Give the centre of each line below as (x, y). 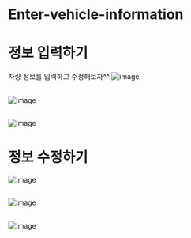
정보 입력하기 (48, 53)
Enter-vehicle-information (96, 15)
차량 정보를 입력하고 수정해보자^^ (59, 77)
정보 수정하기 (48, 158)
